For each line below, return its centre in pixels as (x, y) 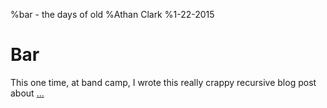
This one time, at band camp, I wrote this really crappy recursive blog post (163, 82)
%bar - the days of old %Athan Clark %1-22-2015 (112, 14)
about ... (27, 93)
